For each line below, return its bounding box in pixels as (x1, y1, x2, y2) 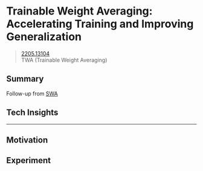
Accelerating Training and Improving (6, 17, 194, 31)
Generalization (6, 30, 82, 44)
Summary (6, 74, 44, 84)
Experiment (6, 155, 51, 166)
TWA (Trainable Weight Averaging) (21, 56, 108, 63)
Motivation (6, 135, 48, 145)
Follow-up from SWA (6, 89, 59, 97)
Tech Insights (6, 108, 59, 118)
